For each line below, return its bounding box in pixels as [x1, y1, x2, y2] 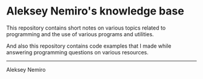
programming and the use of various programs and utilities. [6, 30, 154, 37]
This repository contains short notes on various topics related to [6, 24, 166, 31]
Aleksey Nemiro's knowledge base [6, 4, 184, 18]
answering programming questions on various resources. [6, 48, 149, 55]
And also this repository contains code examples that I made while [6, 42, 172, 49]
